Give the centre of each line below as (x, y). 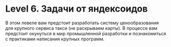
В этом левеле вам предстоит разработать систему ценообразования (82, 23)
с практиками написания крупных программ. (55, 39)
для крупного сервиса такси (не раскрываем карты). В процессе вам (81, 28)
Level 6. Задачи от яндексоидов (77, 9)
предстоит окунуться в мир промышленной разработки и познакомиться (86, 33)
